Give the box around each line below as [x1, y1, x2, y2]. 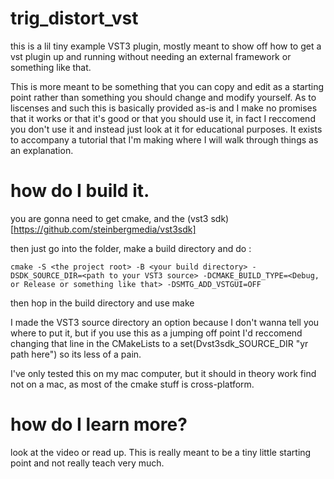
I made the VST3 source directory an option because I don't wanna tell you [10, 316, 320, 328]
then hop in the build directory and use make [10, 297, 195, 309]
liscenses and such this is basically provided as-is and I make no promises [10, 102, 318, 114]
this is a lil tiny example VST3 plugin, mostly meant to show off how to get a [10, 40, 322, 52]
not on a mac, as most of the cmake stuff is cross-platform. [10, 378, 255, 390]
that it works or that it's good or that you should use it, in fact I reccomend [10, 112, 316, 124]
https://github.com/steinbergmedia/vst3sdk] [13, 223, 197, 235]
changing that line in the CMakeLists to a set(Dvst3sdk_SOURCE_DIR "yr [10, 337, 309, 349]
